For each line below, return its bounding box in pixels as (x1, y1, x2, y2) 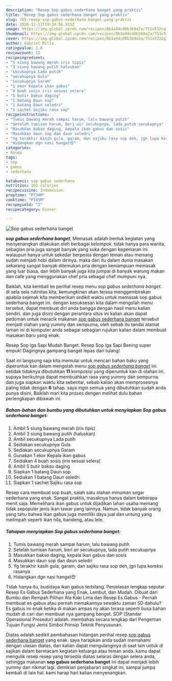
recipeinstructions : (6, 112, 50, 118)
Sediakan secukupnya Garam (13, 447, 76, 453)
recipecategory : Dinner (6, 207, 57, 212)
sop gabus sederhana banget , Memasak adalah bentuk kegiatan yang (6, 235, 155, 241)
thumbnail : (6, 31, 29, 36)
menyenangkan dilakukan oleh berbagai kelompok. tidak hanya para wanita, (6, 241, 165, 247)
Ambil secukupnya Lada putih (13, 436, 76, 442)
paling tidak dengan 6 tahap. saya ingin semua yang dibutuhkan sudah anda (6, 384, 166, 391)
